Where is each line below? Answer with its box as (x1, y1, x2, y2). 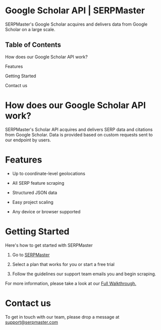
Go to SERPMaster (12, 252, 50, 258)
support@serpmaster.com (5, 319, 58, 325)
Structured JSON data (12, 190, 58, 196)
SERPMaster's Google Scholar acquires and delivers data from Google (5, 21, 148, 27)
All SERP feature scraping (12, 180, 64, 186)
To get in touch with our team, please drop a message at (5, 314, 120, 320)
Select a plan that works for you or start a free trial (12, 261, 115, 267)
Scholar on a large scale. (5, 26, 56, 32)
